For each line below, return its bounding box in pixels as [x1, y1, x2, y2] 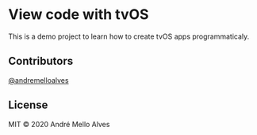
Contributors [8, 54, 74, 68]
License [8, 99, 48, 112]
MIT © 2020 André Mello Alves [8, 119, 110, 129]
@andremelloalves [8, 75, 69, 84]
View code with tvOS [8, 6, 149, 24]
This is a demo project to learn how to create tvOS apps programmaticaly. [8, 32, 250, 41]
